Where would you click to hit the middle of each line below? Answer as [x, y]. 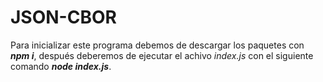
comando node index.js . [61, 66]
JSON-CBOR [63, 17]
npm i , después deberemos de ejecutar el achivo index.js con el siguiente [162, 55]
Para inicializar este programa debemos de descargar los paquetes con [157, 45]
